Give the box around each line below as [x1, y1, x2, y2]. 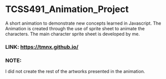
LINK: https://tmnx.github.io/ [5, 43, 78, 50]
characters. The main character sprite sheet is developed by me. [5, 31, 140, 37]
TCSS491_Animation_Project [5, 4, 129, 15]
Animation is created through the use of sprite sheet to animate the [5, 25, 145, 31]
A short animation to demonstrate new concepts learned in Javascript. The [5, 20, 161, 26]
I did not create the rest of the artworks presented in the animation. [5, 68, 145, 74]
